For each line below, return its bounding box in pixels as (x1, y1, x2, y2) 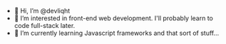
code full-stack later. (14, 22, 76, 29)
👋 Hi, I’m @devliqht (14, 7, 71, 15)
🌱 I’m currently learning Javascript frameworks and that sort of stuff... (14, 29, 220, 37)
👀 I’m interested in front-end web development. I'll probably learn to (14, 14, 214, 22)
